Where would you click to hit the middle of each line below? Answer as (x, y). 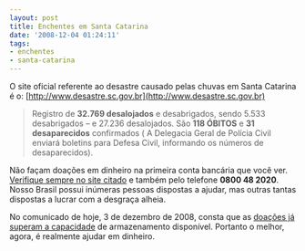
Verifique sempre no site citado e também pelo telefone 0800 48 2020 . (144, 180)
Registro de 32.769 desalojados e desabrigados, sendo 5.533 (148, 114)
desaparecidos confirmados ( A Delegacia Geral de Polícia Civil (151, 133)
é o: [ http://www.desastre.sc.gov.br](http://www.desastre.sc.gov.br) (137, 96)
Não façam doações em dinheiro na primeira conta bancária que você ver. (149, 170)
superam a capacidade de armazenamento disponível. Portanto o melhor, (147, 226)
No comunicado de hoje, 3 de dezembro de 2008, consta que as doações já (152, 217)
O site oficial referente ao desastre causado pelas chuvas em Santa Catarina (153, 86)
